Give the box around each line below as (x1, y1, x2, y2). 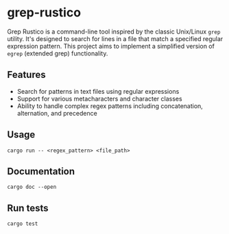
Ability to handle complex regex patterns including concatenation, (16, 101, 204, 110)
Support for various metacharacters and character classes (16, 94, 183, 103)
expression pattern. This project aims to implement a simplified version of (7, 42, 215, 50)
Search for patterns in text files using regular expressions (16, 87, 180, 95)
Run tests (7, 202, 49, 213)
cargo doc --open (7, 183, 57, 191)
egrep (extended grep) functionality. (7, 49, 108, 57)
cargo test (7, 220, 38, 227)
